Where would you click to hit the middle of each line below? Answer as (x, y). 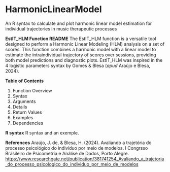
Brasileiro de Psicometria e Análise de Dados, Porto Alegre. (67, 153)
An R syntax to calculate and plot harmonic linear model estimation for (79, 23)
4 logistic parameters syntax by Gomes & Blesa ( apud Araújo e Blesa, (78, 65)
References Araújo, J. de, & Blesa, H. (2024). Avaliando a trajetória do (78, 143)
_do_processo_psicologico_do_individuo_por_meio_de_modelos (72, 164)
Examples (23, 117)
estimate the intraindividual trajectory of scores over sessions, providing (81, 55)
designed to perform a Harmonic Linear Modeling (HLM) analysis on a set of (85, 44)
